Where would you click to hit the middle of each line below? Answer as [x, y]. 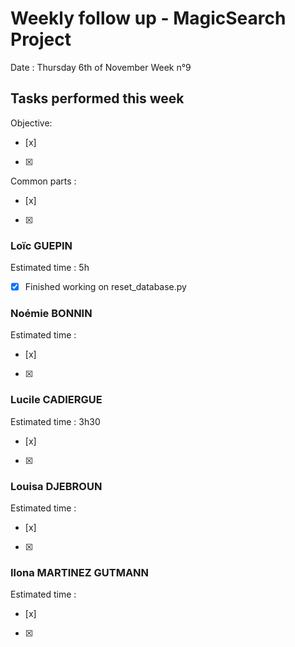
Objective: [31, 123]
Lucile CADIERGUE [56, 400]
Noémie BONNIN [51, 314]
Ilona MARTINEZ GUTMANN [80, 572]
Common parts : [43, 181]
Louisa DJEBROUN [56, 486]
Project [41, 39]
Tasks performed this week [97, 98]
